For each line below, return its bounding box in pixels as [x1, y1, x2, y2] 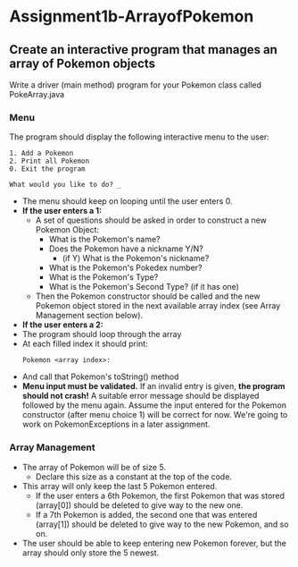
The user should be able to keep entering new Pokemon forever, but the [21, 537, 287, 548]
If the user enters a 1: [21, 206, 103, 216]
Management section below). [35, 310, 144, 321]
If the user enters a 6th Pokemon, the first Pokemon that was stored [35, 490, 286, 501]
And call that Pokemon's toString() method [21, 371, 179, 382]
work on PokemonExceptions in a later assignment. [21, 419, 211, 430]
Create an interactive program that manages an [9, 42, 278, 57]
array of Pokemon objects [9, 55, 156, 71]
